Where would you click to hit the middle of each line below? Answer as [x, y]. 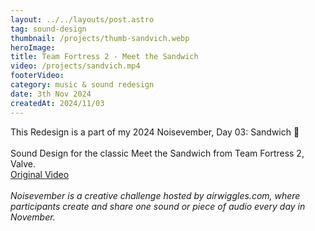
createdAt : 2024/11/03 [57, 103]
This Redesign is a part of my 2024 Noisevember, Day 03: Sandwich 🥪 [155, 132]
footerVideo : [37, 76]
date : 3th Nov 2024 [51, 94]
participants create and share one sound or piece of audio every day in [158, 206]
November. [33, 217]
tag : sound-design [48, 29]
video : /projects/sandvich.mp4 [75, 66]
